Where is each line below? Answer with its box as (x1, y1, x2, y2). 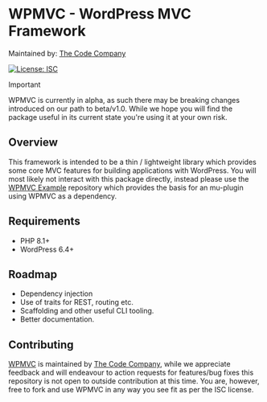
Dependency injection (19, 289, 93, 298)
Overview (8, 136, 59, 150)
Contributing (8, 338, 74, 351)
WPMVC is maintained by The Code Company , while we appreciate (8, 359, 231, 369)
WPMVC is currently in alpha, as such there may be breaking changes (8, 95, 240, 105)
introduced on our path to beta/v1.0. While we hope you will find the (8, 104, 233, 113)
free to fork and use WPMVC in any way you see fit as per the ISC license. (8, 385, 254, 395)
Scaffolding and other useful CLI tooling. (19, 306, 154, 316)
